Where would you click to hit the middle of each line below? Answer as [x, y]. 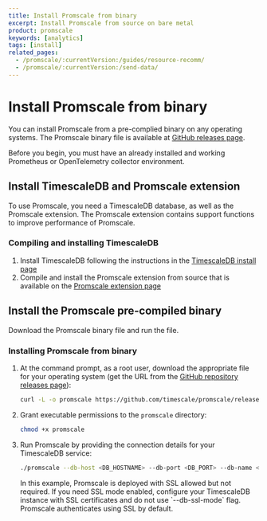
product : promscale [41, 30]
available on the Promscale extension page [90, 286]
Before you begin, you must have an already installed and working [117, 153]
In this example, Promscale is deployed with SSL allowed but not [126, 483]
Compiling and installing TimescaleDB [84, 243]
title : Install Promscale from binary [73, 16]
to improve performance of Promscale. [72, 222]
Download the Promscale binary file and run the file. [94, 330]
